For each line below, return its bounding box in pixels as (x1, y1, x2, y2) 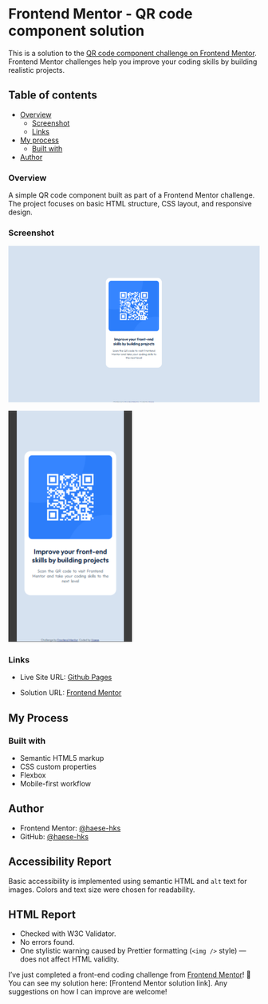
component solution (8, 22, 145, 40)
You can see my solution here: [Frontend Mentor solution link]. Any (8, 978, 228, 988)
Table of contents (8, 89, 97, 102)
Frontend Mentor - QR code (8, 5, 193, 23)
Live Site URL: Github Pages (19, 673, 112, 682)
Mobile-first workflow (19, 778, 92, 788)
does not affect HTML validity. (19, 954, 120, 964)
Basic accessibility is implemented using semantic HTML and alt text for (8, 876, 247, 886)
